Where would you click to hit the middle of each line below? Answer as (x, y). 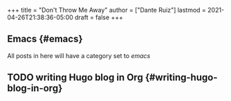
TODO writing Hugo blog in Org (75, 78)
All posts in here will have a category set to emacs (79, 55)
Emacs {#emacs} (45, 39)
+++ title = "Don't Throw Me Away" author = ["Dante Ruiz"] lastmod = (107, 10)
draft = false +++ (99, 17)
